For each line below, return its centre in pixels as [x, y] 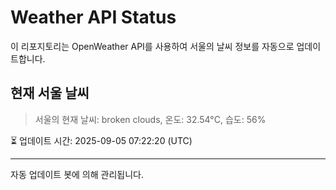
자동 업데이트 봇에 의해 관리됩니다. [77, 174]
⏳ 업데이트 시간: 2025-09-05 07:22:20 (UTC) [101, 140]
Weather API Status [93, 17]
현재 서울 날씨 [50, 93]
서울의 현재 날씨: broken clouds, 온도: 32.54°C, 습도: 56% [150, 119]
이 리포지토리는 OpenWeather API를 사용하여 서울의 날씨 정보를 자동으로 [152, 46]
